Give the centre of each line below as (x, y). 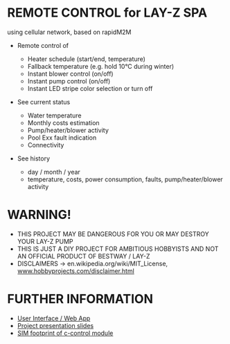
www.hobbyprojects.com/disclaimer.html (76, 271)
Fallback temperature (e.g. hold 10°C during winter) (101, 66)
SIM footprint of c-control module (65, 333)
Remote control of (43, 45)
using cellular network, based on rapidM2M (69, 32)
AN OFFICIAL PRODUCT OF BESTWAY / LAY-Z (83, 256)
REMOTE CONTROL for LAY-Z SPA (107, 13)
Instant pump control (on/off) (69, 81)
